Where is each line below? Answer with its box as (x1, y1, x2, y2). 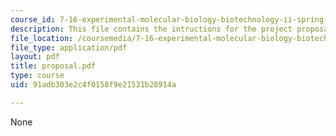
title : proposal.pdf (10, 61, 97, 71)
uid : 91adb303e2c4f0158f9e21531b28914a (10, 80, 177, 90)
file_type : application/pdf (10, 42, 128, 53)
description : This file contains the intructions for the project (10, 24, 293, 34)
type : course (10, 71, 65, 81)
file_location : (10, 33, 74, 43)
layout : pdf (10, 52, 60, 62)
